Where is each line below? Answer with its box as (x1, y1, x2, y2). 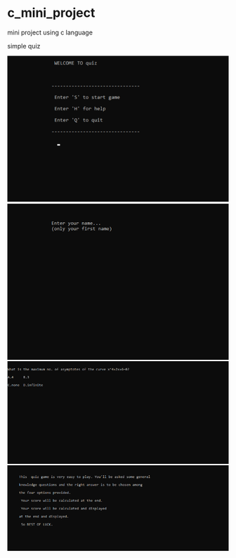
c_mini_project (7, 5, 96, 21)
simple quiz (7, 41, 41, 50)
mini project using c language (7, 28, 93, 37)
